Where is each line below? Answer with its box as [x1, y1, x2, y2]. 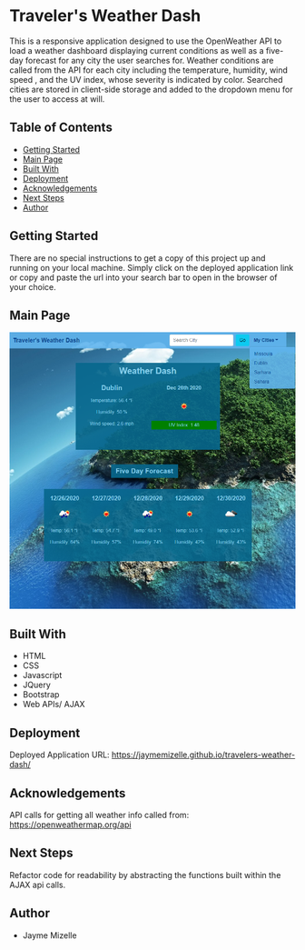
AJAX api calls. [9, 879, 66, 890]
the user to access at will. [9, 93, 105, 105]
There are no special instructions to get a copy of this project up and [9, 252, 266, 264]
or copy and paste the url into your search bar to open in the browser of [9, 272, 279, 283]
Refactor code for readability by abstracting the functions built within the [9, 869, 281, 880]
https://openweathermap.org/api [9, 819, 132, 830]
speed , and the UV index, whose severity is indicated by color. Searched [9, 74, 283, 85]
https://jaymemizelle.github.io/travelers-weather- [112, 749, 296, 760]
